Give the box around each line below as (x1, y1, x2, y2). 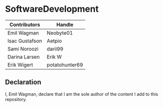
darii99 (47, 45, 64, 52)
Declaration (5, 78, 42, 86)
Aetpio (47, 37, 62, 44)
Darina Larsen (7, 53, 40, 60)
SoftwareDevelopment (5, 3, 99, 15)
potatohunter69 (47, 61, 83, 68)
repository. (5, 96, 27, 102)
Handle (56, 21, 73, 28)
